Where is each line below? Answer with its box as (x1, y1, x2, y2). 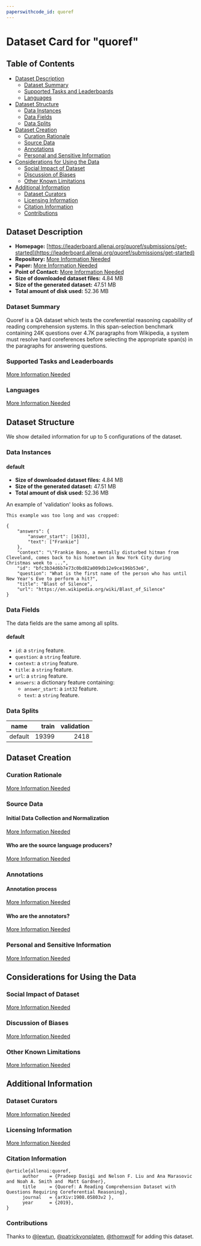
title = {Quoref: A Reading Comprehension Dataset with (22, 1184, 176, 1190)
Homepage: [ (14, 242, 49, 250)
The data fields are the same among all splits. (6, 619, 119, 627)
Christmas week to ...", (6, 560, 69, 566)
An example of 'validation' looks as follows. (6, 501, 114, 508)
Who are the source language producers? (6, 842, 113, 849)
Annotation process (6, 885, 57, 893)
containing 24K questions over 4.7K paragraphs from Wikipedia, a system (6, 329, 190, 337)
